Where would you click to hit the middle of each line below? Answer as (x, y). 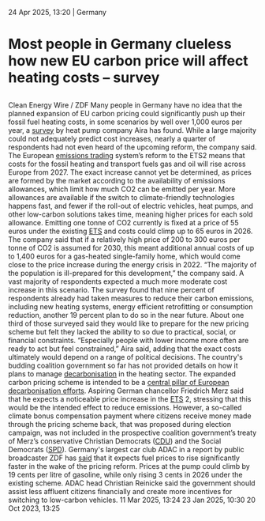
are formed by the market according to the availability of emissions (117, 180)
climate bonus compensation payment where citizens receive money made (130, 416)
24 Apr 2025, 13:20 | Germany (57, 12)
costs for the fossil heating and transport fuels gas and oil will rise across (127, 164)
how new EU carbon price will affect (128, 61)
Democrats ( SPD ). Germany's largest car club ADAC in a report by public (126, 449)
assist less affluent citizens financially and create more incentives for (120, 491)
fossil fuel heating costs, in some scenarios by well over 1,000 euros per (125, 122)
